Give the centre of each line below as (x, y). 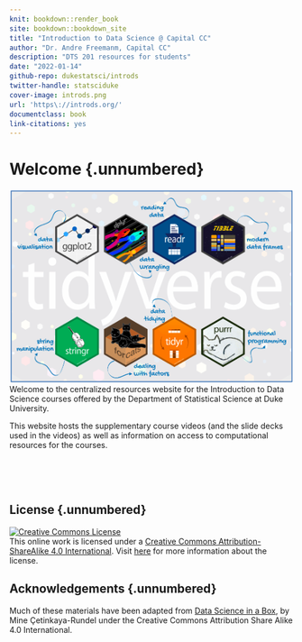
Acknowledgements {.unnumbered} (113, 589)
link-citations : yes (48, 124)
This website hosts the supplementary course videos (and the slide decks (146, 426)
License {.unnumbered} (78, 510)
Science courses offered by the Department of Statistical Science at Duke (146, 399)
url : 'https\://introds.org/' (66, 105)
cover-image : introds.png (58, 95)
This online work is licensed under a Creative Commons (113, 541)
